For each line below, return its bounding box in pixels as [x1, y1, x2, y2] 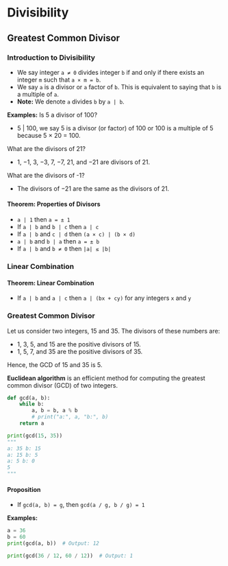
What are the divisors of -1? [7, 171, 85, 179]
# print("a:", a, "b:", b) [31, 414, 109, 421]
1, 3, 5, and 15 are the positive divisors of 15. [16, 340, 142, 348]
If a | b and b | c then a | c [16, 223, 99, 231]
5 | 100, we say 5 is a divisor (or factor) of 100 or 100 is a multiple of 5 [16, 123, 214, 132]
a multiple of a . [16, 90, 60, 98]
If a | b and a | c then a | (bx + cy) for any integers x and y [16, 294, 192, 303]
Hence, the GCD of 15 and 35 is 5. [7, 360, 103, 368]
